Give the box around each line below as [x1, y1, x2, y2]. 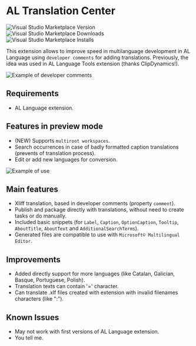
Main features [6, 184, 59, 194]
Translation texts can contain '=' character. [14, 283, 119, 290]
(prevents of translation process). [14, 149, 96, 157]
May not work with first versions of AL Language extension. [14, 328, 160, 335]
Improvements [6, 255, 61, 265]
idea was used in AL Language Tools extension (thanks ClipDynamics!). [6, 60, 180, 67]
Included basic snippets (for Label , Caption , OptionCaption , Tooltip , [14, 219, 179, 226]
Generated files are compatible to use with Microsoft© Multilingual [14, 231, 180, 238]
